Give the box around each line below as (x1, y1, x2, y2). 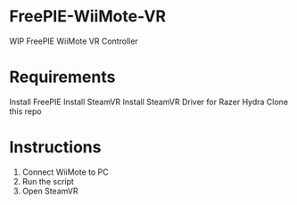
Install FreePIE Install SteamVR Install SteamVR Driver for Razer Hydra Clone (9, 96, 288, 107)
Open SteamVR (21, 185, 78, 196)
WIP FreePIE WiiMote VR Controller (9, 36, 138, 46)
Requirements (9, 67, 116, 87)
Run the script (21, 176, 74, 186)
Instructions (9, 137, 102, 158)
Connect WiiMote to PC (21, 167, 109, 177)
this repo (9, 105, 42, 117)
